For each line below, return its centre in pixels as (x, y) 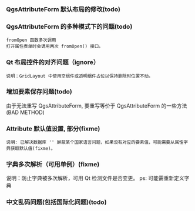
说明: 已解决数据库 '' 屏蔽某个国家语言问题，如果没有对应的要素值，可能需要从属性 (95, 142)
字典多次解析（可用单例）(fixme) (53, 165)
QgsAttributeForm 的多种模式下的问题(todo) (69, 26)
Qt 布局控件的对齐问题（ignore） (53, 62)
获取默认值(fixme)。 (33, 149)
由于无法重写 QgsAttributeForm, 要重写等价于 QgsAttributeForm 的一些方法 (97, 105)
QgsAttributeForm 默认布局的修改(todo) (63, 9)
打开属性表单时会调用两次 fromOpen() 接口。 (55, 46)
